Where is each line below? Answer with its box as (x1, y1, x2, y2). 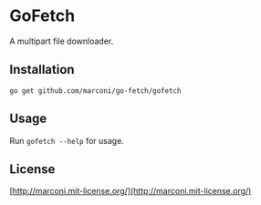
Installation (9, 62, 75, 77)
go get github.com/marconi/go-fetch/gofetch (9, 86, 182, 96)
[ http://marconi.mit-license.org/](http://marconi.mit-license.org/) (9, 186, 252, 197)
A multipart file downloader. (9, 36, 114, 46)
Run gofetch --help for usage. (9, 135, 125, 146)
